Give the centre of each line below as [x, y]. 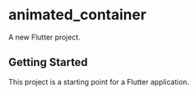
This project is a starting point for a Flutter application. [99, 81]
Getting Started [48, 62]
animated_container [78, 15]
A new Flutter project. [45, 37]
